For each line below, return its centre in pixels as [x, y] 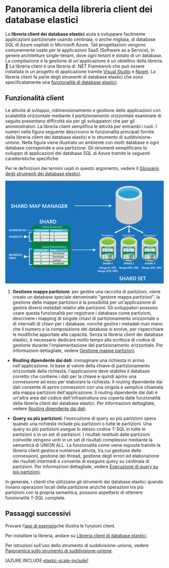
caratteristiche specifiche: [32, 158]
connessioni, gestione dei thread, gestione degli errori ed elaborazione [86, 456]
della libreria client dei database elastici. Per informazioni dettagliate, [84, 403]
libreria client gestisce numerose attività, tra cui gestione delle [77, 450]
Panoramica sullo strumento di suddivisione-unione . [59, 550]
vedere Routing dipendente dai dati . [50, 409]
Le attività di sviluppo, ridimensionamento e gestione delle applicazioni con [83, 110]
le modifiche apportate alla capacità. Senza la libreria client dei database [88, 334]
